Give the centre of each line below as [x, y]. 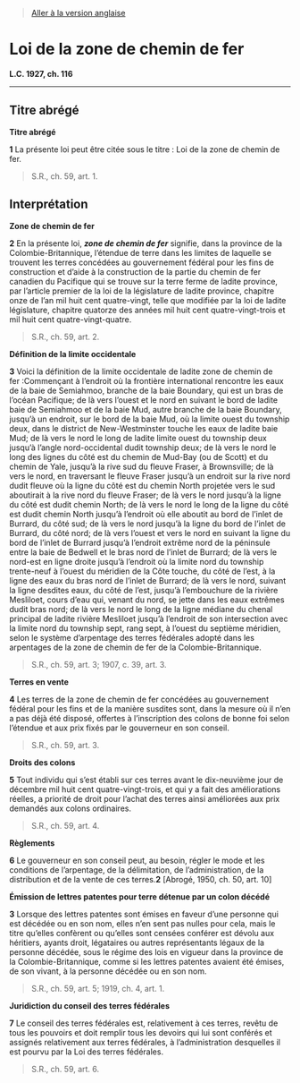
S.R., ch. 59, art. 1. [64, 176]
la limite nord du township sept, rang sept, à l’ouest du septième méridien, [145, 628]
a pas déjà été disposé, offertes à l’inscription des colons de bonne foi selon [150, 718]
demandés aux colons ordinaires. [71, 808]
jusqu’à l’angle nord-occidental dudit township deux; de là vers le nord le [143, 448]
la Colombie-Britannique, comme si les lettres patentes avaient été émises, [147, 961]
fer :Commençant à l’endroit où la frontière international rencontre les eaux [146, 380]
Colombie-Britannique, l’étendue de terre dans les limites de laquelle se [141, 252]
